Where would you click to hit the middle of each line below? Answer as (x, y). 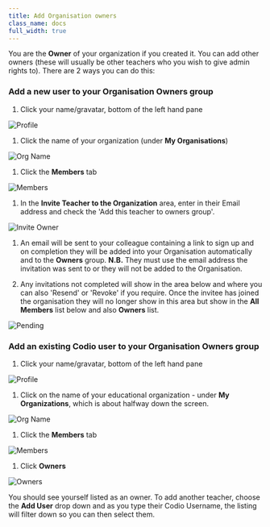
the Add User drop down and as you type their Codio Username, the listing (133, 505)
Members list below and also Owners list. (89, 309)
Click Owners (43, 466)
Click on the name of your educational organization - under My (125, 395)
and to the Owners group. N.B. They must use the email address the (134, 259)
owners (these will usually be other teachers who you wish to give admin (129, 62)
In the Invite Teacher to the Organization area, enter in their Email (130, 203)
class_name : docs (37, 23)
